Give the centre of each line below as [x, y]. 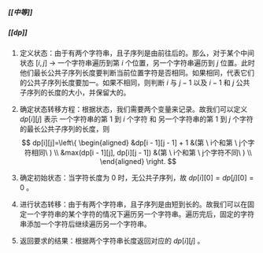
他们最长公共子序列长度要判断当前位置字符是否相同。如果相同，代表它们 [137, 73]
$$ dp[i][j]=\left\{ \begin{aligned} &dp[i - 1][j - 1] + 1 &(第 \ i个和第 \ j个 [135, 143]
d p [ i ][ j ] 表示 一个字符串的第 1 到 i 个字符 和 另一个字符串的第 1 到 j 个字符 [136, 119]
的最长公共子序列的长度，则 [65, 129]
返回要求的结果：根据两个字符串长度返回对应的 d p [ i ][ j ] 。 [112, 241]
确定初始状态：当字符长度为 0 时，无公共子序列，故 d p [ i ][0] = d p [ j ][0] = [137, 178]
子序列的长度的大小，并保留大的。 [75, 93]
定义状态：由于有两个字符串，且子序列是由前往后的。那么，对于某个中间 [137, 53]
